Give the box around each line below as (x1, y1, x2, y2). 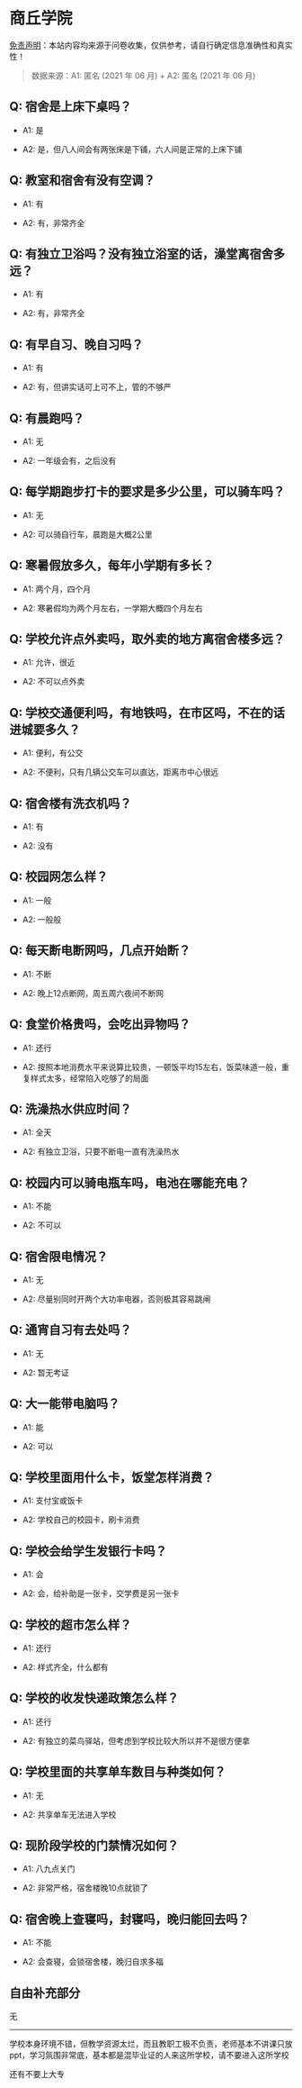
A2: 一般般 (22, 913, 61, 924)
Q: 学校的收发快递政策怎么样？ (9, 1691, 180, 1706)
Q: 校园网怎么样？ (9, 869, 109, 885)
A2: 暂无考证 (22, 1366, 69, 1378)
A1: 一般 (22, 894, 52, 905)
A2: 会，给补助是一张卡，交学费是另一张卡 (22, 1588, 180, 1599)
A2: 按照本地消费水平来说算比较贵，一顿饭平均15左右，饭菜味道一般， (22, 1061, 281, 1072)
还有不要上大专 (9, 2069, 65, 2080)
